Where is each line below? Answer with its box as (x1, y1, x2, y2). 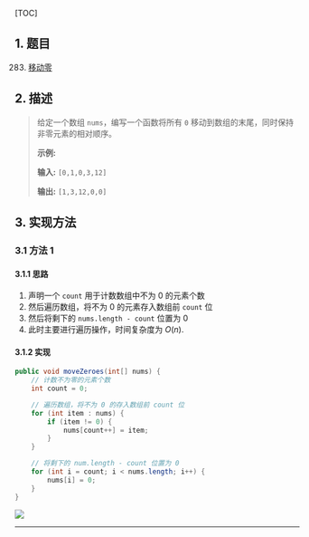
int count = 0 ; (31, 384, 89, 393)
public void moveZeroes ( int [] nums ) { (14, 367, 161, 377)
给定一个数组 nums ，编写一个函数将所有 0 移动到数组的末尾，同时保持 (36, 117, 295, 128)
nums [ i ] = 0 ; (47, 475, 97, 484)
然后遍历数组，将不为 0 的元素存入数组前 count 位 (27, 302, 213, 312)
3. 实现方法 (14, 215, 77, 230)
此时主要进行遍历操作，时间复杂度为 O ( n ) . (27, 324, 184, 335)
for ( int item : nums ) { (31, 408, 125, 417)
